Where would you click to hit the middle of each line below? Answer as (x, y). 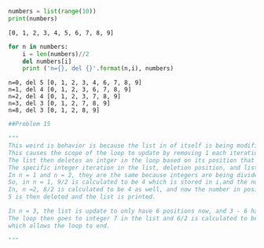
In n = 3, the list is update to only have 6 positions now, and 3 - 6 (128, 211)
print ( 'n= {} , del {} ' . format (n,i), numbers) (98, 68)
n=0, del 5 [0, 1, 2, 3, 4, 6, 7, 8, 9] (75, 83)
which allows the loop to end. (59, 226)
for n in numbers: (38, 46)
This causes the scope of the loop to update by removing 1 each (117, 153)
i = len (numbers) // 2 (56, 54)
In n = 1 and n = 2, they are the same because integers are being (121, 175)
